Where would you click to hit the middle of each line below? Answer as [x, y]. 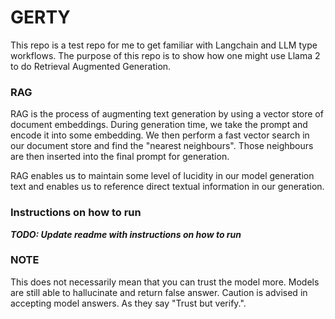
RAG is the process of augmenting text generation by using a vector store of [167, 114]
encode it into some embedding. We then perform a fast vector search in [160, 135]
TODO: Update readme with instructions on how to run [126, 234]
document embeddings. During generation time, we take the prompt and [159, 125]
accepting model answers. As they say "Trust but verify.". [128, 303]
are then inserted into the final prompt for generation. [120, 157]
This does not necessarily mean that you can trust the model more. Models [165, 282]
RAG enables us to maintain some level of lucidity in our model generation [162, 176]
